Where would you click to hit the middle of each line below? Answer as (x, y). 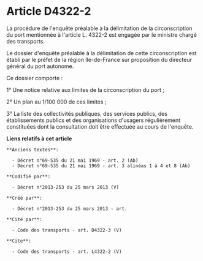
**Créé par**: (25, 198)
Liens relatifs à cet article (39, 138)
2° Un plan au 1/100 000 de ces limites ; (56, 102)
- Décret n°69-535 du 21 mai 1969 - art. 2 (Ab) (75, 161)
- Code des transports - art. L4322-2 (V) (67, 252)
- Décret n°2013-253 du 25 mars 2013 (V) (66, 187)
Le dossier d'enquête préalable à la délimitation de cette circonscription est (101, 53)
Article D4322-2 (49, 11)
